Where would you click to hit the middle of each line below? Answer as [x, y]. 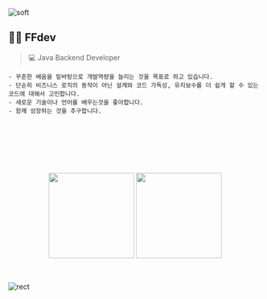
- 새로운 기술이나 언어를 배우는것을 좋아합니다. [76, 102]
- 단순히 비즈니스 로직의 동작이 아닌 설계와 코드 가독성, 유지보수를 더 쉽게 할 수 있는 [133, 85]
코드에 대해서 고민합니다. [44, 94]
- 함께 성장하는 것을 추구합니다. [55, 111]
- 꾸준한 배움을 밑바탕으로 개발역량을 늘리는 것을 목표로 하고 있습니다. [111, 76]
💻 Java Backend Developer [74, 57]
